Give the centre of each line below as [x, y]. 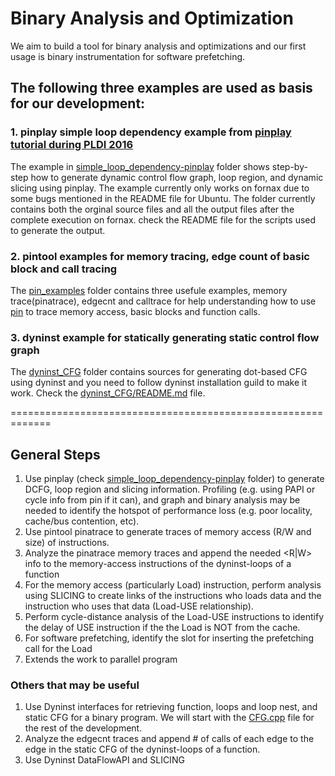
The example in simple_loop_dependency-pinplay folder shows [140, 166]
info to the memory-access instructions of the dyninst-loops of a [158, 564]
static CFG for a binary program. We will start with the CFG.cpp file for [169, 718]
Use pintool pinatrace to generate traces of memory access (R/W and [168, 532]
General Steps [55, 454]
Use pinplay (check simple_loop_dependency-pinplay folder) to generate [174, 479]
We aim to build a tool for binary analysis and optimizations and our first [158, 46]
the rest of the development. [83, 728]
